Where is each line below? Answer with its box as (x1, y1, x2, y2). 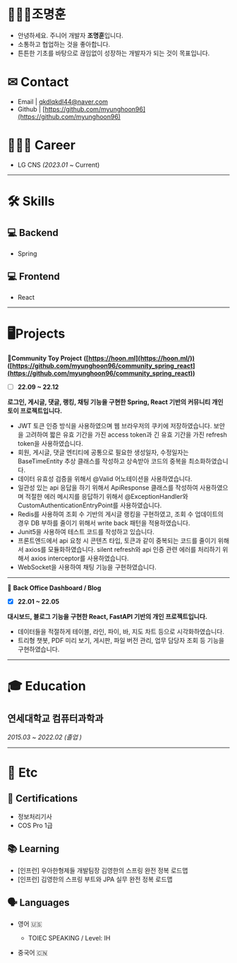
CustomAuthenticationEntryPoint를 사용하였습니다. (17, 501, 162, 509)
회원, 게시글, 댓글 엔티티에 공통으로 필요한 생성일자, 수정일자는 (17, 448, 189, 456)
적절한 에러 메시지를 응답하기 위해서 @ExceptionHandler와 (25, 492, 188, 500)
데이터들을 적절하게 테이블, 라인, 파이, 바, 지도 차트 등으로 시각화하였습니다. (17, 627, 224, 636)
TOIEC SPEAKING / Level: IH (28, 934, 111, 943)
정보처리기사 (17, 812, 53, 820)
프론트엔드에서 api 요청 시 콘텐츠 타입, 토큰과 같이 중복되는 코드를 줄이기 (17, 536, 217, 545)
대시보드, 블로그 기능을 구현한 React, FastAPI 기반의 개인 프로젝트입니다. (7, 612, 208, 620)
